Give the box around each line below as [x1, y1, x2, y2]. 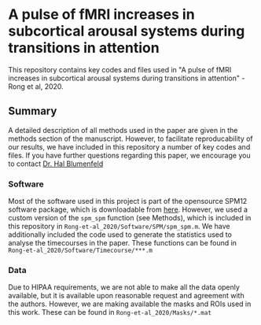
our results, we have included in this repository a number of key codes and [8, 142, 251, 151]
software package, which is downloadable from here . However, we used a [8, 205, 248, 214]
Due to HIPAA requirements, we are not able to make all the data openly [8, 283, 240, 292]
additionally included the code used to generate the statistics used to [8, 230, 232, 239]
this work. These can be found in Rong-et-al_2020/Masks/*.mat [8, 308, 212, 317]
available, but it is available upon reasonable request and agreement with [8, 291, 245, 301]
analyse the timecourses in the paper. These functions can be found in [8, 238, 237, 248]
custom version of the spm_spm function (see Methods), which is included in [8, 213, 252, 223]
